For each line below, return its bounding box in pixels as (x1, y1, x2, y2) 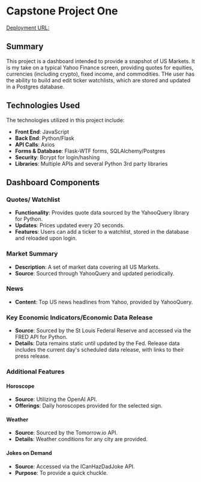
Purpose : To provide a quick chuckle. (14, 469, 108, 476)
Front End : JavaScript (14, 128, 70, 135)
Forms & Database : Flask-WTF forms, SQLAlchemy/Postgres (14, 147, 166, 154)
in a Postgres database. (6, 83, 65, 90)
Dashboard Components (6, 177, 100, 188)
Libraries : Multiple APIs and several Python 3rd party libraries (14, 160, 168, 167)
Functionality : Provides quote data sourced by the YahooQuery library (14, 209, 190, 216)
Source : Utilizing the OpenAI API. (14, 395, 97, 403)
